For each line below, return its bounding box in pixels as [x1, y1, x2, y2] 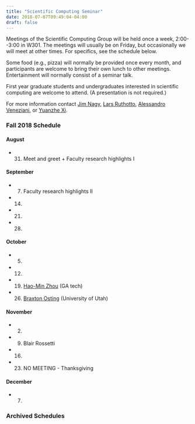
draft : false [6, 19, 38, 25]
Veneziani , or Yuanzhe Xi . [6, 106, 68, 114]
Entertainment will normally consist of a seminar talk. [6, 71, 133, 79]
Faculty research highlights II [23, 188, 93, 195]
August [6, 136, 25, 143]
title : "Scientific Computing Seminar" [6, 8, 103, 15]
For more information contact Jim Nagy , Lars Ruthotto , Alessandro [6, 101, 166, 108]
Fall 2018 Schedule [6, 121, 61, 129]
